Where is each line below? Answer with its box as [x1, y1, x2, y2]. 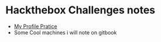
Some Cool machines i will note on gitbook [13, 29, 117, 36]
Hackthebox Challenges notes [5, 3, 156, 17]
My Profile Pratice [13, 23, 57, 30]
